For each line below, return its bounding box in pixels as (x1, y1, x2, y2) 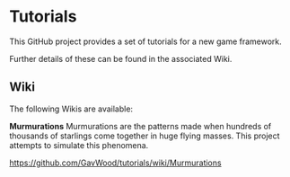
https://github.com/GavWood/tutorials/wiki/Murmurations (9, 157, 222, 168)
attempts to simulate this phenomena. (9, 139, 149, 150)
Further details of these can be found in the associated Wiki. (9, 53, 233, 64)
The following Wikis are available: (9, 103, 133, 114)
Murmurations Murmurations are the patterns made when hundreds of (9, 120, 272, 131)
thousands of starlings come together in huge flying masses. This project (9, 130, 280, 141)
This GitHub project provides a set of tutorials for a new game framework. (9, 36, 283, 47)
